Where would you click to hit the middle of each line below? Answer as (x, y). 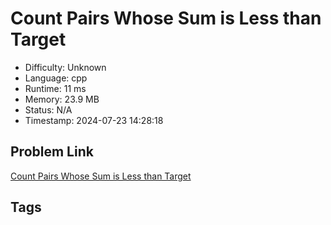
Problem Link (52, 152)
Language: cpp (56, 78)
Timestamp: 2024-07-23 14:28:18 (94, 120)
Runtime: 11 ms (55, 88)
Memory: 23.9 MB (62, 99)
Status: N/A (48, 109)
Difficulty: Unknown (65, 67)
